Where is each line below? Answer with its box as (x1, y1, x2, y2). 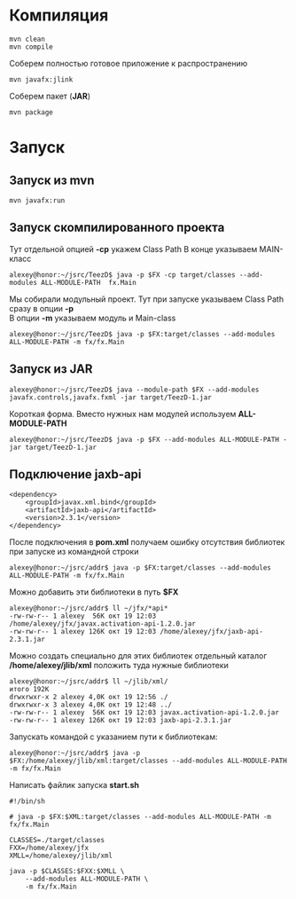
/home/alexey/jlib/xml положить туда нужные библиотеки (9, 660, 229, 671)
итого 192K (9, 685, 50, 694)
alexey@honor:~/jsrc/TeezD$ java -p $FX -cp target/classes (9, 270, 237, 280)
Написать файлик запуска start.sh (9, 780, 140, 791)
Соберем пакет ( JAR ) (9, 91, 91, 101)
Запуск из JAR (9, 361, 93, 377)
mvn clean (9, 35, 46, 43)
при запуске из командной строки (9, 547, 139, 557)
